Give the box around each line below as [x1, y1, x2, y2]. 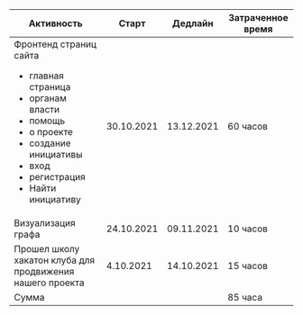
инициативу [29, 193, 81, 205]
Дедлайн [171, 17, 214, 30]
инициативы [29, 148, 83, 160]
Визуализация [14, 217, 76, 229]
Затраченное [228, 12, 289, 23]
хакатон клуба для [14, 254, 96, 266]
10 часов [227, 222, 269, 235]
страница [29, 81, 71, 93]
